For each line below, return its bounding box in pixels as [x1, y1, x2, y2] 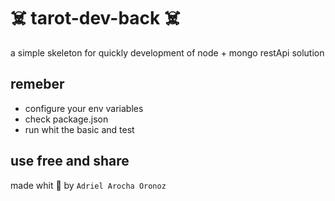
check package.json [24, 113, 109, 125]
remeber [10, 76, 65, 93]
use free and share [10, 153, 130, 170]
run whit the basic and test [24, 123, 135, 135]
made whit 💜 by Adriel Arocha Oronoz [10, 179, 167, 191]
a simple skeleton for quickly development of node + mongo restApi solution [10, 46, 325, 59]
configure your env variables [24, 102, 144, 114]
